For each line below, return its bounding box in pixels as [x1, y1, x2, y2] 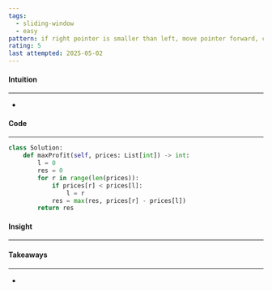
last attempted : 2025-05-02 [8, 49, 104, 57]
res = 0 [37, 167, 63, 175]
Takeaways [8, 250, 48, 259]
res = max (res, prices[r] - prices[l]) [51, 196, 186, 205]
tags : [8, 11, 27, 20]
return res [37, 204, 74, 213]
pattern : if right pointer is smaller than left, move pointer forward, [8, 34, 259, 43]
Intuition [8, 74, 38, 84]
